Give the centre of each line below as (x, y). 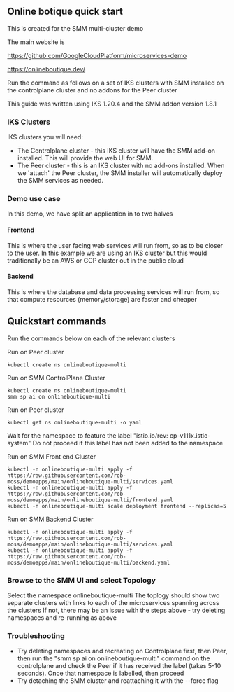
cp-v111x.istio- (190, 435)
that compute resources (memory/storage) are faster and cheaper (102, 299)
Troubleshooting (36, 635)
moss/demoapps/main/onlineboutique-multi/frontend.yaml (90, 500)
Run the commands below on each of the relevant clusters (91, 338)
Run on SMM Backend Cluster (50, 519)
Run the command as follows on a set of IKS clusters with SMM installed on (116, 83)
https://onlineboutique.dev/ (46, 69)
